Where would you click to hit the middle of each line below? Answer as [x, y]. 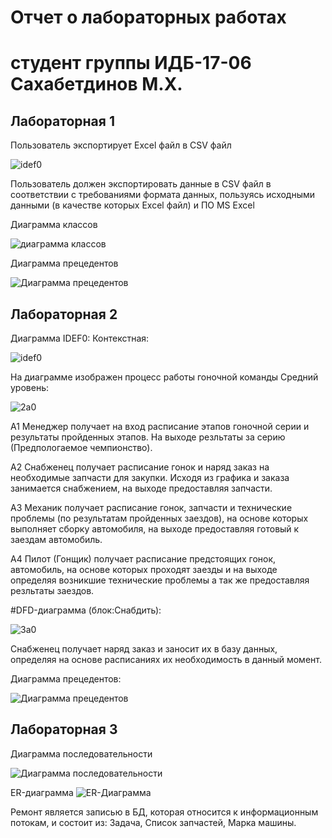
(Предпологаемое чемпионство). [81, 447]
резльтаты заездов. [52, 590]
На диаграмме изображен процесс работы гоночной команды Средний [164, 377]
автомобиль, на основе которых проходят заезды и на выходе [144, 569]
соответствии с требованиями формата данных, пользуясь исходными [163, 195]
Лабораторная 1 [62, 121]
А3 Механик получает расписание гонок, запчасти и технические [151, 507]
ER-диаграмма [42, 792]
